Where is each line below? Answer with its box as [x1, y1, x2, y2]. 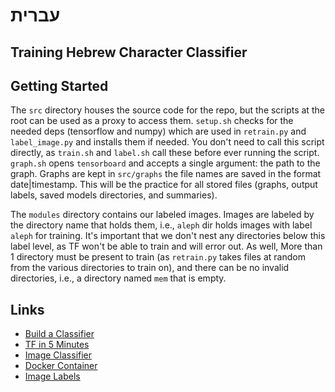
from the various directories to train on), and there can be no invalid [10, 262, 290, 274]
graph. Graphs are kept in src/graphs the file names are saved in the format [10, 168, 322, 180]
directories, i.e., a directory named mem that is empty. [10, 272, 227, 284]
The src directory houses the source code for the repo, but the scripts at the [10, 104, 325, 116]
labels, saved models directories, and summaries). [10, 189, 218, 201]
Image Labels [24, 370, 81, 383]
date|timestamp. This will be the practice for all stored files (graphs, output [10, 179, 318, 191]
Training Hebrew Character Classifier [10, 44, 248, 61]
